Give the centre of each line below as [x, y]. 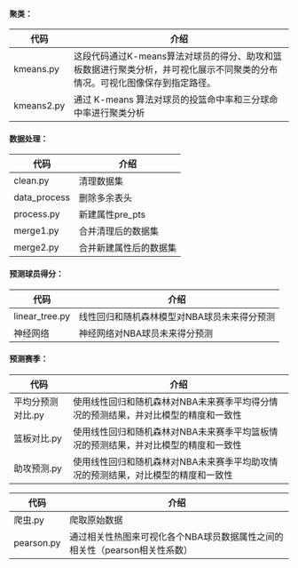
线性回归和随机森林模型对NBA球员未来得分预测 [176, 316]
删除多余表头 [106, 198]
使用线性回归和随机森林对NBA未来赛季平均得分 [171, 402]
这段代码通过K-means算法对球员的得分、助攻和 [173, 56]
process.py [37, 214]
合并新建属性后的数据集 [128, 248]
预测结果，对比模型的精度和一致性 [161, 475]
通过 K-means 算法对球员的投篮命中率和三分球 [172, 100]
